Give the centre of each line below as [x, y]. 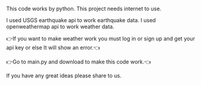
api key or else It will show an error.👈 [53, 48]
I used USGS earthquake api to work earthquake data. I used [81, 20]
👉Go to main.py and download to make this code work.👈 [79, 62]
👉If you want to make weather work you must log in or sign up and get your [100, 39]
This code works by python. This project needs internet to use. [84, 9]
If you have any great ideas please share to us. [64, 75]
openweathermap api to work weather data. [60, 27]
